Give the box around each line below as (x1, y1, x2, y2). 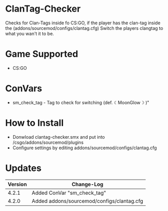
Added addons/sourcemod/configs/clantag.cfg (32, 197, 144, 204)
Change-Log (71, 181, 103, 188)
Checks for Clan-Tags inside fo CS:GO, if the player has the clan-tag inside (5, 20, 160, 26)
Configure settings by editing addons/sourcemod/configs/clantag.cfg (12, 145, 157, 151)
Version (8, 181, 27, 188)
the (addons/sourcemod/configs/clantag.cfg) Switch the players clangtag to (5, 25, 163, 31)
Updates (5, 162, 42, 174)
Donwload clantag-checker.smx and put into (12, 134, 105, 140)
